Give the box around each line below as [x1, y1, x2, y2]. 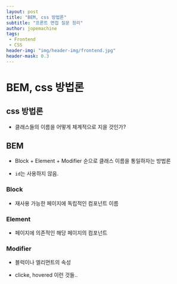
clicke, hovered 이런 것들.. [14, 271, 78, 279]
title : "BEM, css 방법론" [6, 14, 67, 20]
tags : [6, 31, 20, 37]
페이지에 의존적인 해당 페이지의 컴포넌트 [14, 229, 108, 236]
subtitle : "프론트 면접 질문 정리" [6, 20, 83, 26]
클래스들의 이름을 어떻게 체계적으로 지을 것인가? [14, 123, 126, 130]
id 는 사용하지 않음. [14, 170, 59, 177]
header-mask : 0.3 [6, 53, 49, 59]
